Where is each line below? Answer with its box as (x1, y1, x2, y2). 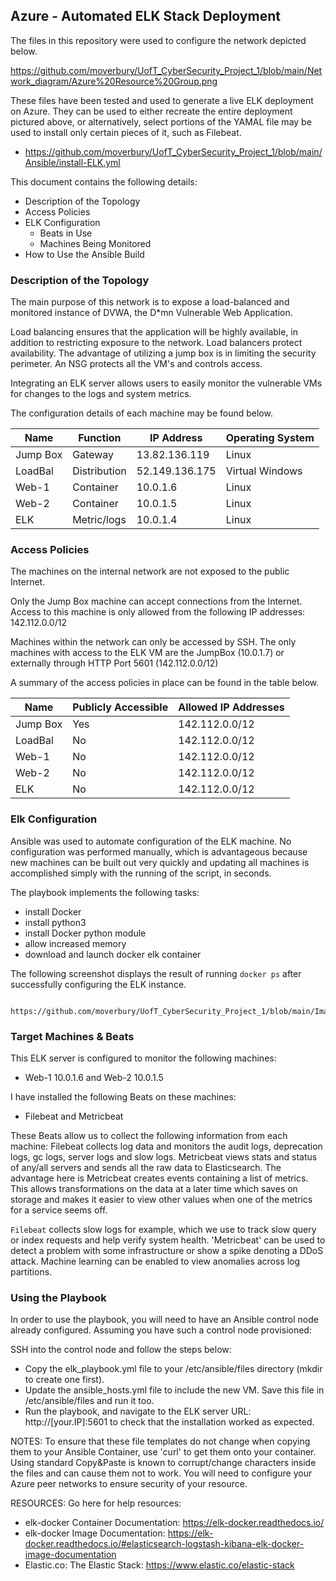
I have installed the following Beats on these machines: (10, 1091, 237, 1103)
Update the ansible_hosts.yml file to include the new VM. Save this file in (24, 1384, 325, 1396)
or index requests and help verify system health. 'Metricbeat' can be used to (10, 1234, 326, 1246)
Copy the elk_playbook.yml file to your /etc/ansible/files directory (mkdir (24, 1363, 323, 1375)
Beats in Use (39, 227, 93, 239)
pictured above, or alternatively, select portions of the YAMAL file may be (10, 115, 312, 128)
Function (78, 431, 122, 445)
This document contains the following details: (10, 175, 198, 188)
